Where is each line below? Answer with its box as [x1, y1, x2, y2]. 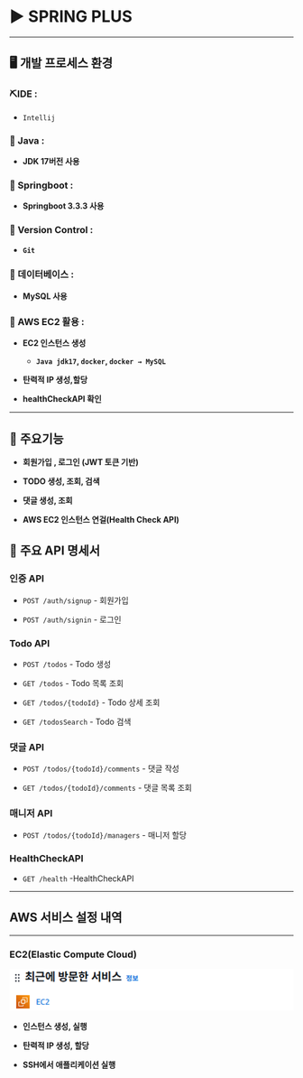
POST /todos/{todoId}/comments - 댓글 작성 [22, 763, 180, 774]
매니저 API [9, 807, 53, 820]
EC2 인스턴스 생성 [22, 338, 87, 348]
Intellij [22, 113, 56, 123]
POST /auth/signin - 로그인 [22, 614, 122, 625]
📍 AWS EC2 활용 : [9, 315, 85, 328]
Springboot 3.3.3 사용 [22, 200, 105, 211]
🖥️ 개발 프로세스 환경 [9, 56, 114, 71]
